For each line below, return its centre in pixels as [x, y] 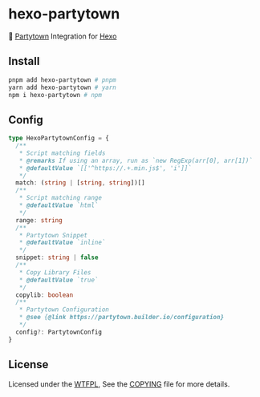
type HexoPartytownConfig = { [59, 138]
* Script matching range [61, 198]
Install [24, 61]
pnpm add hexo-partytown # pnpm [62, 80]
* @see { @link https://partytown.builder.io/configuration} [122, 318]
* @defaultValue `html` [59, 205]
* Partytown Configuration [64, 310]
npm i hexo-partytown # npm [55, 95]
